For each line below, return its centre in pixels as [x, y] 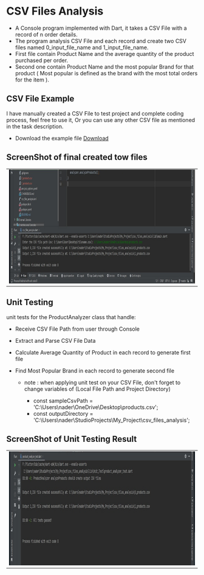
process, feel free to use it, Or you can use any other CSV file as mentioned [101, 120]
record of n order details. [46, 34]
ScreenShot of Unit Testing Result [72, 439]
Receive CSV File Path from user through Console [77, 329]
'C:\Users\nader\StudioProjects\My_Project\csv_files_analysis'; [111, 420]
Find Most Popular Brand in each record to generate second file [95, 370]
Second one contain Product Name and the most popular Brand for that [104, 67]
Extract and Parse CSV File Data [55, 340]
